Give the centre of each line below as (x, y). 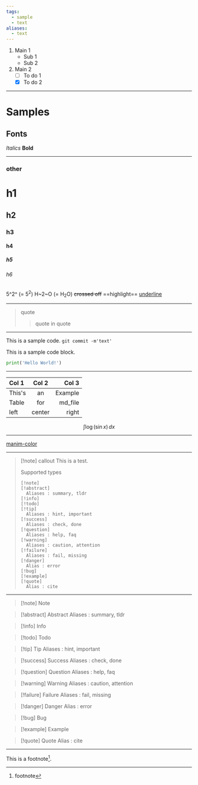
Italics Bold (20, 148)
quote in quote (53, 324)
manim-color (22, 444)
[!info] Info (33, 626)
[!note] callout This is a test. (54, 461)
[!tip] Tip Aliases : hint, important (60, 649)
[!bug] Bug (34, 718)
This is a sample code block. (41, 352)
